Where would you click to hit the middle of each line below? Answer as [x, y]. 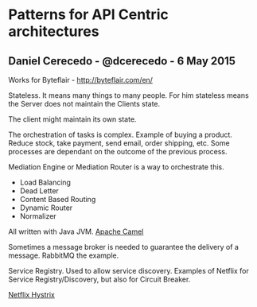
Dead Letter [39, 191]
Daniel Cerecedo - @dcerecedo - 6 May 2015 [122, 61]
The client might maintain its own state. [72, 119]
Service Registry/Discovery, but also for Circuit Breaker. [99, 279]
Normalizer [38, 216]
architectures [54, 31]
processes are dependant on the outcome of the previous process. [118, 152]
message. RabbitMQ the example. [64, 255]
